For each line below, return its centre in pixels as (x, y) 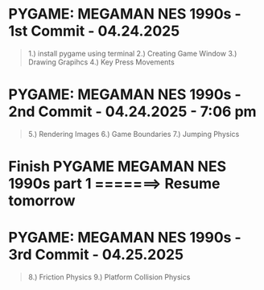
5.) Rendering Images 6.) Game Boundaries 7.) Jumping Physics (134, 134)
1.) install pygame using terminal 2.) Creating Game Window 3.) (132, 53)
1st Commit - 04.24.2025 (94, 31)
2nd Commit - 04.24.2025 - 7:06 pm (132, 112)
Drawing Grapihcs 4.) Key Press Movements (101, 62)
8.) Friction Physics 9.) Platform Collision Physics (109, 277)
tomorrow (42, 201)
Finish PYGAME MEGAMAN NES (118, 167)
